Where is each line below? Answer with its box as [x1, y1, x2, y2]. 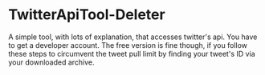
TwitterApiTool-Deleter [8, 6, 166, 24]
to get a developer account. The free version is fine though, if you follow [8, 40, 247, 49]
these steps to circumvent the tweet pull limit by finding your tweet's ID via [8, 49, 255, 58]
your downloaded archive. [8, 57, 95, 67]
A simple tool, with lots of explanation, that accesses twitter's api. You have [8, 32, 258, 41]
